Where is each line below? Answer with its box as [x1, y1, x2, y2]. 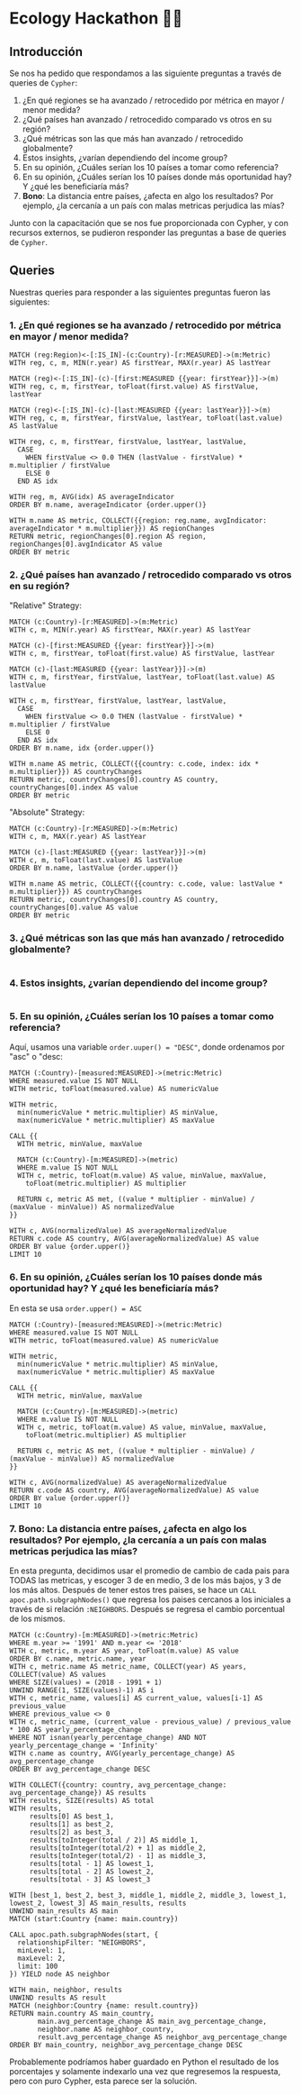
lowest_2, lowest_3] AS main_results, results [9, 1899, 187, 1908]
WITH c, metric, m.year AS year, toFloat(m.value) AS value [9, 1646, 240, 1655]
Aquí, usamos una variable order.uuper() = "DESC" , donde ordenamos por [9, 1042, 286, 1052]
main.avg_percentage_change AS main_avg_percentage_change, [37, 2017, 268, 2026]
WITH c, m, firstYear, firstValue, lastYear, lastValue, [9, 697, 227, 706]
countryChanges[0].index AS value [9, 783, 139, 792]
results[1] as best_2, [29, 1819, 115, 1828]
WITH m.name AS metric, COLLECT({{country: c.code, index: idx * [9, 760, 259, 769]
